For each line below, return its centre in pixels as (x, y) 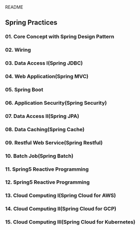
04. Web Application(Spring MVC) (47, 77)
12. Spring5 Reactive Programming (48, 182)
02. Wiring (18, 50)
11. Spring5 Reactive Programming (47, 169)
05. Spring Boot (24, 90)
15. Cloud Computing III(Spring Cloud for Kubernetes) (70, 222)
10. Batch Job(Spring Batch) (39, 156)
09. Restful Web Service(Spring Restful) (54, 143)
